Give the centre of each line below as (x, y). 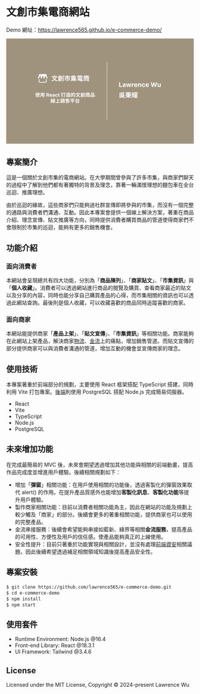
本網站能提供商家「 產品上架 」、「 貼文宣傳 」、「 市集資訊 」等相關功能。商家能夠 (100, 334)
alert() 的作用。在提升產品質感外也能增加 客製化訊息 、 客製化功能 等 (103, 492)
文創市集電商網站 (48, 12)
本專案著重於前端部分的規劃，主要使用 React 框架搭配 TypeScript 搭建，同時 (100, 385)
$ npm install (24, 599)
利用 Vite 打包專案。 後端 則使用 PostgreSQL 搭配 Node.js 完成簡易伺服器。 (97, 392)
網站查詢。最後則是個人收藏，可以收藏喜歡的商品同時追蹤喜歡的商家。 (102, 302)
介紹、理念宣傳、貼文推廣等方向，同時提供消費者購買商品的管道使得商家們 (97, 220)
